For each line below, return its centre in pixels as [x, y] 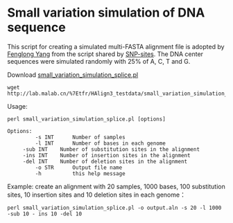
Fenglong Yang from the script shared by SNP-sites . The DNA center [105, 54]
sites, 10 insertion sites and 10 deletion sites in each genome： [96, 195]
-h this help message [80, 173]
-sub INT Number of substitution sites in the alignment [111, 149]
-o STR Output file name [79, 168]
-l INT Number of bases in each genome [101, 143]
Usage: [17, 106]
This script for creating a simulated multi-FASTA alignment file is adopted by [116, 46]
